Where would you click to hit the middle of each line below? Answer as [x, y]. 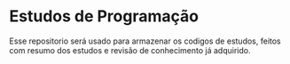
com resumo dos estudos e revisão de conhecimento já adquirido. [130, 50]
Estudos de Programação [104, 16]
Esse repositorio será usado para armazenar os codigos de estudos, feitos [145, 41]
